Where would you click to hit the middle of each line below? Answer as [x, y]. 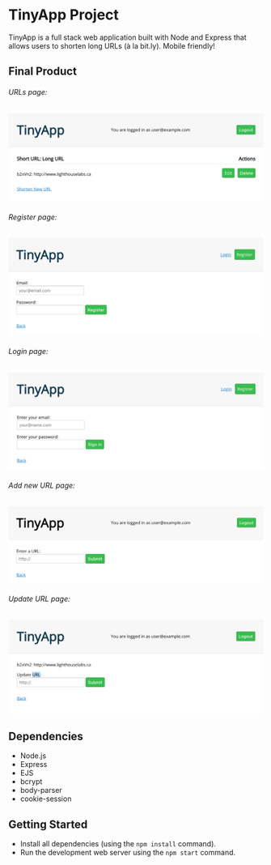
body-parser [41, 790]
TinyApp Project [64, 15]
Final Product [42, 72]
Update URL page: [39, 599]
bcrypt [31, 782]
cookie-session [46, 799]
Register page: [33, 217]
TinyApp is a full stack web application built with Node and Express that [127, 37]
